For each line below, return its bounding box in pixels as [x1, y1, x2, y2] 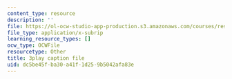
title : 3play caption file [7, 55, 85, 62]
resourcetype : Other [7, 49, 67, 56]
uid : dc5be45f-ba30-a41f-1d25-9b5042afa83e [7, 61, 135, 68]
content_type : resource [7, 10, 76, 17]
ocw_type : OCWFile [7, 42, 60, 49]
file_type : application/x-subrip [7, 29, 104, 36]
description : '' [7, 16, 54, 23]
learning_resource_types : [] [7, 36, 91, 43]
